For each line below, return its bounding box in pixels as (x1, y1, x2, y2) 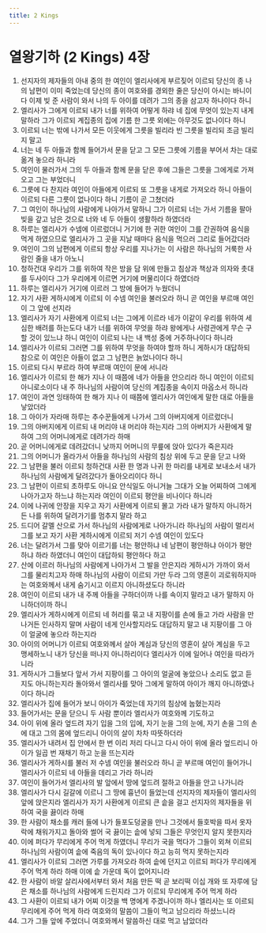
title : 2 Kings (9, 11, 59, 20)
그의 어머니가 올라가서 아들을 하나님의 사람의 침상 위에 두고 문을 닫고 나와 (20, 451, 246, 461)
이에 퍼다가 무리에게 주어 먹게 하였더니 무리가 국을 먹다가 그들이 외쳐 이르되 (20, 837, 253, 846)
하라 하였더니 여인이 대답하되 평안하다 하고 (35, 550, 167, 560)
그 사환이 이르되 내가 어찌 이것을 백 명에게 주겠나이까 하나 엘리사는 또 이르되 (20, 896, 255, 905)
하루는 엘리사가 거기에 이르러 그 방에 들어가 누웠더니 (20, 283, 181, 293)
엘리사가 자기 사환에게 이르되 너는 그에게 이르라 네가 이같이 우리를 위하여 (20, 313, 244, 323)
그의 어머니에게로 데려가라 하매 (35, 432, 131, 441)
